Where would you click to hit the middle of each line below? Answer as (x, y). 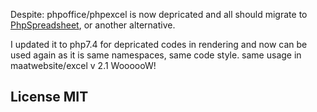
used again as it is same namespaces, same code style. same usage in (156, 55)
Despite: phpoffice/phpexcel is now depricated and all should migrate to (159, 14)
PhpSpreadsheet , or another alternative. (93, 25)
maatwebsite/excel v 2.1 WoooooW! (83, 65)
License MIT (49, 97)
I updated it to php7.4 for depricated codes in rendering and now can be (159, 44)
